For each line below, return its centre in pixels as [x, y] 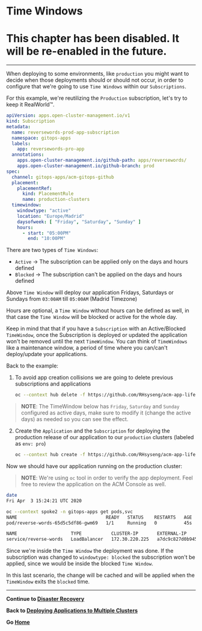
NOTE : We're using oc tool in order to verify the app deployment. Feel [107, 478]
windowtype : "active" [44, 211]
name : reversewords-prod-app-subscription [66, 132]
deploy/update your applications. [47, 354]
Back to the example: [32, 366]
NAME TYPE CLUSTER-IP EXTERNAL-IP [96, 534]
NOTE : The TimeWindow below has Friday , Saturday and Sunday [100, 407]
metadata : [19, 127]
